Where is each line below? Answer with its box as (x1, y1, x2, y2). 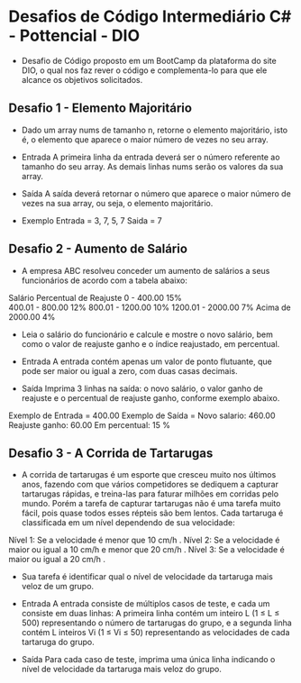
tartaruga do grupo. (21, 637, 96, 648)
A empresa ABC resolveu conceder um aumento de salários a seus (21, 265, 270, 276)
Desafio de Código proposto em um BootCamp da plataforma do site (21, 55, 277, 66)
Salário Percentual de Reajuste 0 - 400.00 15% (8, 292, 182, 303)
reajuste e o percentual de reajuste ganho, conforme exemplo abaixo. (21, 392, 280, 403)
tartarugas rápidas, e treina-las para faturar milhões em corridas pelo (21, 488, 279, 499)
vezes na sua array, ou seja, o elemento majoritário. (21, 197, 214, 208)
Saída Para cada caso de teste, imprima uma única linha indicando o (21, 654, 276, 665)
